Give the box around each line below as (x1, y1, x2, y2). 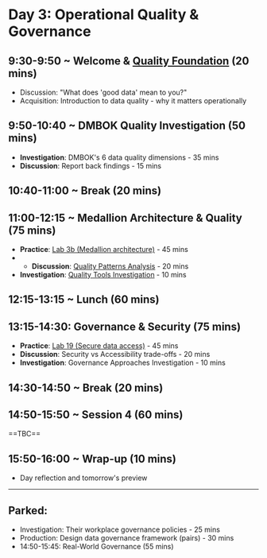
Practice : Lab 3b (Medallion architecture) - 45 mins (19, 245, 188, 254)
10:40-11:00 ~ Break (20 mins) (8, 184, 161, 198)
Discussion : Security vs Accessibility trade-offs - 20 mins (19, 350, 211, 359)
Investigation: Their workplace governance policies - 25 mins (19, 525, 221, 534)
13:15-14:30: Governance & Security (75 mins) (8, 320, 241, 333)
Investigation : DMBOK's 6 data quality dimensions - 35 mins (19, 153, 219, 162)
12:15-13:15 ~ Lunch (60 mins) (8, 293, 160, 307)
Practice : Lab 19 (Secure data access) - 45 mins (19, 341, 179, 351)
